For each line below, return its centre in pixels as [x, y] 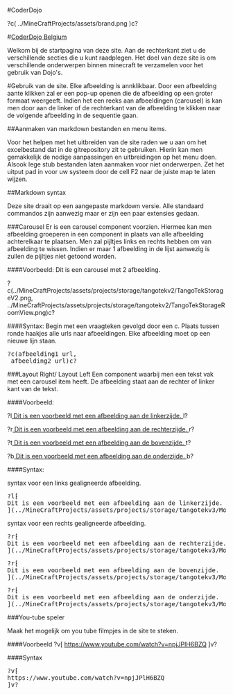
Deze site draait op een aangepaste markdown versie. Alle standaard [106, 206]
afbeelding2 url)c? [44, 361]
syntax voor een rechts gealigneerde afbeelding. [77, 523]
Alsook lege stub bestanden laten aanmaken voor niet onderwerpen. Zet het [116, 164]
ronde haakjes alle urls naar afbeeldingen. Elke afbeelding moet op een [109, 333]
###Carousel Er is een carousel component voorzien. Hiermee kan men [110, 227]
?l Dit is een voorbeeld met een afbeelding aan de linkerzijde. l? [98, 416]
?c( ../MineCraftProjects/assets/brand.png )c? [73, 23]
